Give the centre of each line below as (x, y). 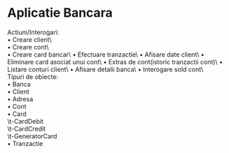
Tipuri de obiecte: (33, 76)
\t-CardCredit (27, 129)
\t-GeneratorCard (32, 136)
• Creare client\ (30, 39)
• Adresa (20, 99)
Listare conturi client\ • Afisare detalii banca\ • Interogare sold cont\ (105, 69)
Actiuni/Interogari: (33, 32)
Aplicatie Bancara (60, 13)
